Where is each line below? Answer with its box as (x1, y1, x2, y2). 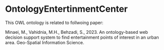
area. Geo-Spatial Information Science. (5, 39, 84, 45)
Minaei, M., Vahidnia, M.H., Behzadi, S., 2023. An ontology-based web (5, 29, 148, 35)
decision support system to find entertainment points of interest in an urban (5, 34, 159, 40)
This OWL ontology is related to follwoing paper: (5, 20, 104, 25)
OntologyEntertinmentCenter (5, 3, 128, 15)
